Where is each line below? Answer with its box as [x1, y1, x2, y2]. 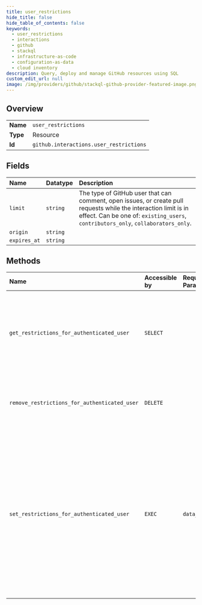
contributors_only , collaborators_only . [79, 219, 192, 227]
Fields [6, 161, 30, 171]
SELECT [144, 330, 164, 337]
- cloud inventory [11, 64, 58, 71]
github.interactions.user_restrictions [32, 141, 147, 148]
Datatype [46, 179, 73, 187]
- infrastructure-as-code [11, 54, 77, 60]
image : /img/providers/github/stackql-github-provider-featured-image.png [6, 82, 198, 88]
